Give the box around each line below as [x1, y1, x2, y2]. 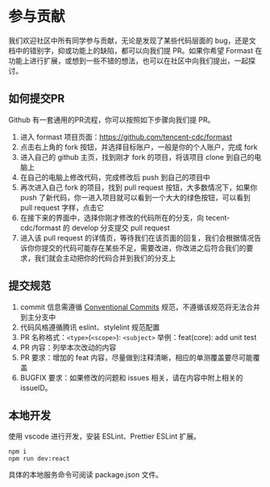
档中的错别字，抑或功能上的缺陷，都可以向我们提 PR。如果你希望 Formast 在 [8, 45, 263, 55]
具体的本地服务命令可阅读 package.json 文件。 [8, 470, 164, 480]
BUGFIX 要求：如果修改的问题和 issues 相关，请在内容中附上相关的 [19, 372, 243, 382]
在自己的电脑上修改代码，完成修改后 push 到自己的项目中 [19, 172, 211, 182]
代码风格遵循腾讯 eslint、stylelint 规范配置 [19, 322, 160, 332]
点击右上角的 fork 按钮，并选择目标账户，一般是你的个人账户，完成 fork [19, 142, 258, 152]
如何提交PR [8, 92, 65, 106]
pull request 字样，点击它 [19, 203, 105, 212]
